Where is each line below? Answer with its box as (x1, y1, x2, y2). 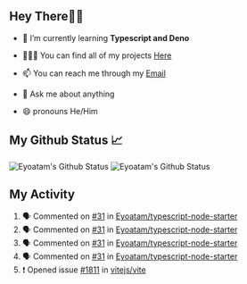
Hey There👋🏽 (9, 9, 85, 24)
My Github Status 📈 (9, 133, 123, 148)
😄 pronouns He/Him (21, 105, 98, 116)
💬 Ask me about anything (21, 88, 115, 99)
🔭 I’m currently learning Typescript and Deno (21, 32, 190, 43)
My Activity (9, 187, 76, 202)
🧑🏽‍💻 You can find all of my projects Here (21, 50, 172, 61)
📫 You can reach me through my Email (21, 68, 167, 79)
